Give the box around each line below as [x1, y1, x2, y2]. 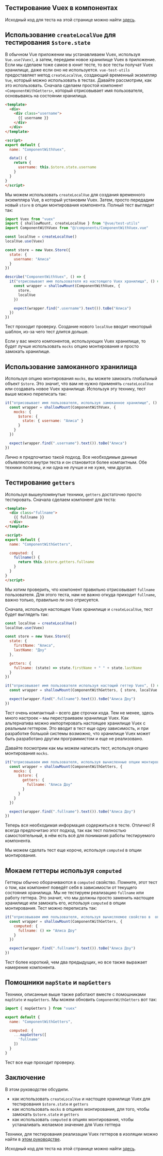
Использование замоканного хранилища [5, 362, 137, 371]
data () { [9, 155, 27, 161]
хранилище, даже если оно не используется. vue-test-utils [5, 67, 130, 72]
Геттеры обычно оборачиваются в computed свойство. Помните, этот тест [5, 880, 158, 885]
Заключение [5, 1073, 46, 1082]
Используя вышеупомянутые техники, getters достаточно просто [5, 491, 142, 497]
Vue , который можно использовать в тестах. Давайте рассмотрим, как [5, 77, 152, 83]
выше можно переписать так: [5, 391, 67, 397]
